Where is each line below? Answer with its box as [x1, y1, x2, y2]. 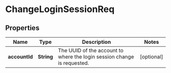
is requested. [58, 59, 89, 66]
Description [82, 39, 111, 45]
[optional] [139, 53, 163, 60]
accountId [8, 53, 33, 60]
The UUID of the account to [58, 47, 124, 54]
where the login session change [58, 53, 134, 60]
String [38, 53, 53, 60]
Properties [5, 24, 40, 32]
